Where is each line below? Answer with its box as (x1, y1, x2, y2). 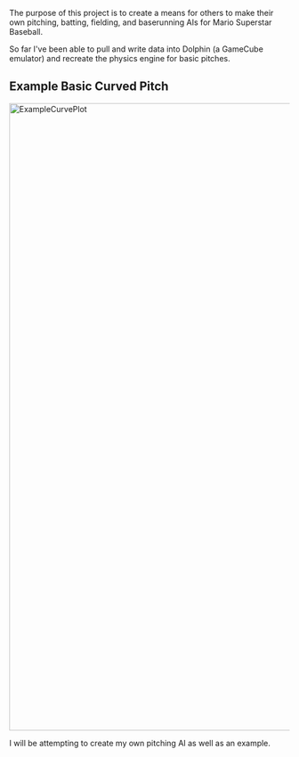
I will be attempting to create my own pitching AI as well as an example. (9, 737, 271, 748)
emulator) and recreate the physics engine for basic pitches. (9, 53, 230, 63)
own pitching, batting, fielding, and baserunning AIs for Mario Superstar (9, 17, 272, 28)
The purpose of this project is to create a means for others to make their (9, 8, 274, 18)
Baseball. (9, 27, 43, 37)
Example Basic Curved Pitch (9, 79, 169, 94)
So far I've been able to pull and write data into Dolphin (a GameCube (9, 44, 264, 54)
